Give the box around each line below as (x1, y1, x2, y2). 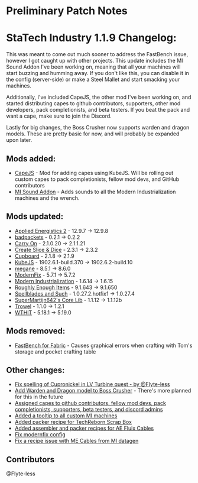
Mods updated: (6, 212, 64, 222)
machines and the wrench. (14, 194, 80, 202)
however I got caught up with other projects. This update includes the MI (6, 57, 183, 64)
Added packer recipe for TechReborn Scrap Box (14, 419, 132, 426)
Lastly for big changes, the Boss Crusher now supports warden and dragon (6, 124, 190, 131)
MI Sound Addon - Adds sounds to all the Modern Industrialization (14, 188, 176, 195)
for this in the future (14, 393, 63, 400)
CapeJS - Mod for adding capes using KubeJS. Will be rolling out (14, 169, 174, 176)
